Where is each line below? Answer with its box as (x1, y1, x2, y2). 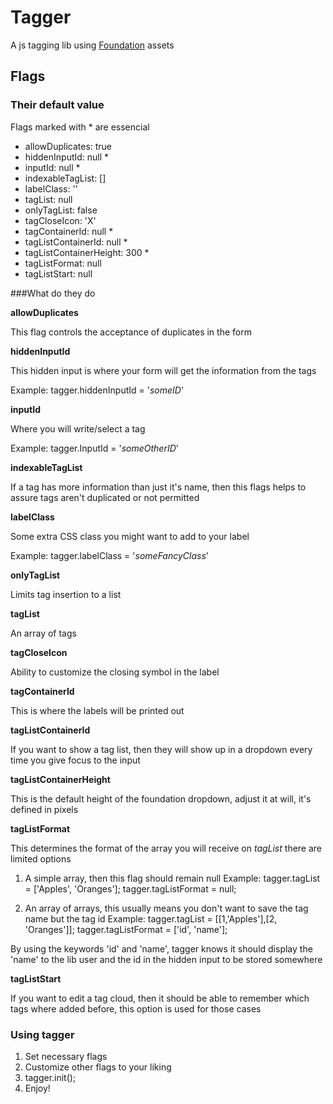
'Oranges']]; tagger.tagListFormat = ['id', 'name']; (24, 923, 228, 935)
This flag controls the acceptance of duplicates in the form (10, 326, 252, 338)
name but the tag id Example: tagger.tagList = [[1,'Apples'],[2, (24, 912, 278, 925)
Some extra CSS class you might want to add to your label (10, 530, 250, 542)
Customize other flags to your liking (24, 1061, 172, 1073)
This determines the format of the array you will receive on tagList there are (10, 842, 323, 854)
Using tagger (10, 1027, 75, 1041)
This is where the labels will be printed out (10, 704, 185, 716)
